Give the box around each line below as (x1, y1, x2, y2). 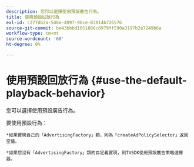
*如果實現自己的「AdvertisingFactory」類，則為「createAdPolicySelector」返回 (6, 132, 189, 138)
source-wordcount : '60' (6, 36, 65, 42)
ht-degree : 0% (6, 42, 41, 48)
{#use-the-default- (91, 74, 187, 87)
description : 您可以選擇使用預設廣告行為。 (6, 8, 102, 15)
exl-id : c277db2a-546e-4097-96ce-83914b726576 (6, 19, 122, 25)
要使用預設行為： (6, 119, 48, 126)
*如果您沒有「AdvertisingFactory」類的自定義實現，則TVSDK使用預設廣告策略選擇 (6, 149, 183, 156)
